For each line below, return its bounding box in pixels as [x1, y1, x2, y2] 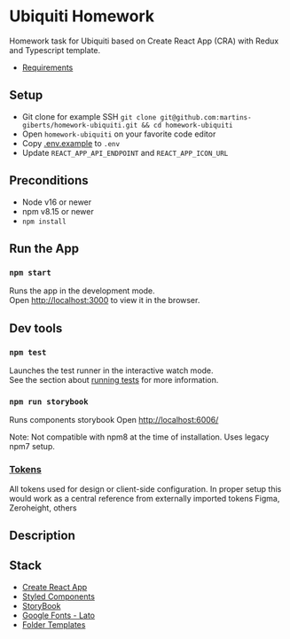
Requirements [21, 62, 74, 73]
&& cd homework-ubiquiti [141, 121, 233, 129]
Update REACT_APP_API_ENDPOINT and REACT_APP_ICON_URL [21, 147, 229, 158]
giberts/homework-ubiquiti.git [21, 121, 138, 129]
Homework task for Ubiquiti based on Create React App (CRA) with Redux [9, 35, 279, 46]
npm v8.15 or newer [21, 206, 95, 216]
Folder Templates [21, 619, 86, 630]
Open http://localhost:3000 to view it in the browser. [9, 295, 200, 306]
